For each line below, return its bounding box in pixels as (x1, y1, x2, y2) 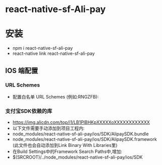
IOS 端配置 (5, 66, 38, 75)
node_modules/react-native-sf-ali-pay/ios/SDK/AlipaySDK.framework (12, 136, 157, 142)
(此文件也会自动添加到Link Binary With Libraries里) (12, 142, 118, 148)
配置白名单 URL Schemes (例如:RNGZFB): (12, 94, 99, 100)
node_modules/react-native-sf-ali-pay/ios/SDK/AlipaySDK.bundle (12, 131, 149, 137)
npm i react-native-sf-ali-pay (12, 45, 73, 51)
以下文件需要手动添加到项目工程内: (12, 125, 85, 131)
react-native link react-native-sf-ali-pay (12, 50, 95, 56)
